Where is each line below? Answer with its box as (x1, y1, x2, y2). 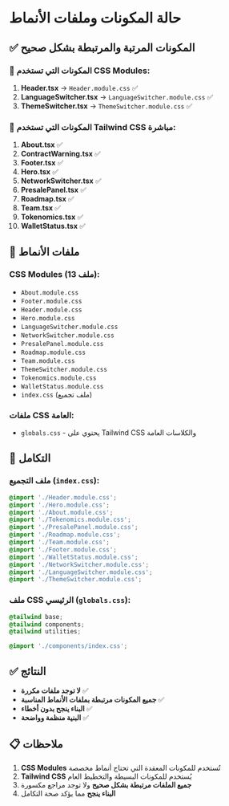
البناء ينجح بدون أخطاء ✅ (20, 703, 93, 713)
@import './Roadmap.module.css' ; (9, 531, 121, 539)
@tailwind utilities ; (9, 628, 82, 636)
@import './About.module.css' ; (9, 508, 114, 516)
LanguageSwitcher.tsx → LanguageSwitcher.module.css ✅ (20, 92, 214, 101)
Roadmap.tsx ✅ (20, 194, 74, 204)
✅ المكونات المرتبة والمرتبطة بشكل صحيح (9, 41, 195, 55)
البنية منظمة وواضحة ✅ (20, 712, 90, 723)
